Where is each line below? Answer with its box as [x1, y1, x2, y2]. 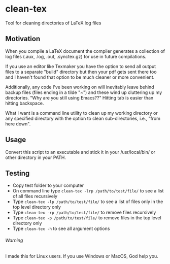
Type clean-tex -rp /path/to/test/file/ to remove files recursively [12, 209, 156, 216]
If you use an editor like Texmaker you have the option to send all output [5, 63, 156, 69]
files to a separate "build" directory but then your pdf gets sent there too [5, 69, 157, 75]
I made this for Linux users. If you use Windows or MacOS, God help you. [5, 253, 158, 259]
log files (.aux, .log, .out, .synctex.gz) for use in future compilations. [5, 53, 147, 59]
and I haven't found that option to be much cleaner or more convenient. [5, 74, 155, 80]
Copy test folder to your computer [12, 182, 84, 188]
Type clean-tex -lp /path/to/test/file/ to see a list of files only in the [12, 199, 163, 205]
